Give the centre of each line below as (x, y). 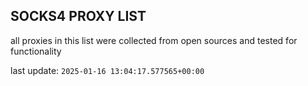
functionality (36, 51)
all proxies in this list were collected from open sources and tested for (154, 40)
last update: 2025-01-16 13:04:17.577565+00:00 (107, 70)
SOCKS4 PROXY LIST (78, 16)
